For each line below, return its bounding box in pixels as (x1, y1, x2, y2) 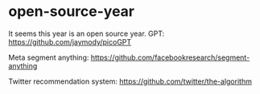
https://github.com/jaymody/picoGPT (8, 37, 132, 46)
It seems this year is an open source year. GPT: (8, 29, 165, 38)
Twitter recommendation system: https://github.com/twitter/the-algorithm (8, 76, 252, 86)
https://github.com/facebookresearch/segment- (90, 53, 250, 62)
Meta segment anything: (8, 53, 89, 62)
